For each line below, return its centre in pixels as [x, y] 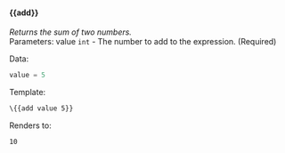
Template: [28, 93]
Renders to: [30, 125]
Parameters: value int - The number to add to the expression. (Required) [143, 42]
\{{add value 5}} [41, 109]
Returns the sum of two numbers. [70, 32]
